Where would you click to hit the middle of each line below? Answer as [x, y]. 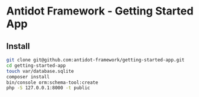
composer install [28, 77]
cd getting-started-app [36, 65]
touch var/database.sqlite [40, 71]
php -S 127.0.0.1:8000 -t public [48, 88]
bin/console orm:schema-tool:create [52, 83]
